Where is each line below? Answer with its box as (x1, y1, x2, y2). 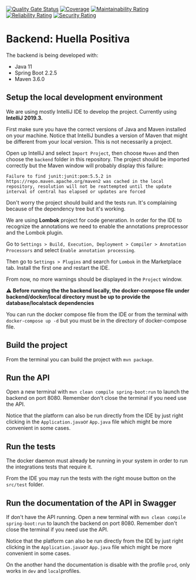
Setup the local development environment (6, 93, 163, 103)
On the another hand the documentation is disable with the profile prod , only (6, 561, 190, 568)
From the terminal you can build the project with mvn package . (6, 355, 154, 363)
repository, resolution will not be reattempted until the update (6, 184, 172, 189)
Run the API (6, 372, 50, 382)
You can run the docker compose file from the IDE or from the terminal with (6, 311, 188, 318)
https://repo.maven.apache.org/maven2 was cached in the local (6, 178, 164, 184)
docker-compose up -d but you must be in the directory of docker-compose (6, 317, 187, 324)
